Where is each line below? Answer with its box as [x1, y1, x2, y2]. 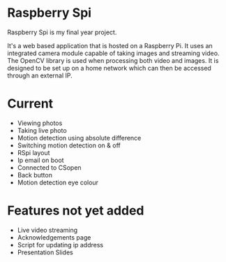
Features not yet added [7, 203, 144, 219]
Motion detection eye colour [17, 178, 99, 187]
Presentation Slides [17, 248, 73, 256]
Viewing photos [17, 119, 63, 127]
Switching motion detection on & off [17, 141, 121, 150]
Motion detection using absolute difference [17, 133, 142, 142]
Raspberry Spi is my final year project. [7, 28, 117, 36]
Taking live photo [17, 126, 68, 134]
